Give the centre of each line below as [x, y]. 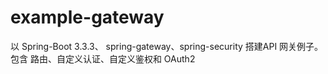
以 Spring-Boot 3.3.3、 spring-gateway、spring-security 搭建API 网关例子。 [167, 46]
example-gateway [87, 17]
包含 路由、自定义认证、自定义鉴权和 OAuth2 [103, 58]
